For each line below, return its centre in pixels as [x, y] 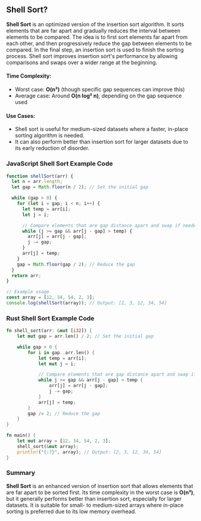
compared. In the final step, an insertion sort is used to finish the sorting [95, 50]
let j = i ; [36, 215]
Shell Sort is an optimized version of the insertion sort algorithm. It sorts [95, 24]
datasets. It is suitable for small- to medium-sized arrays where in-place [95, 505]
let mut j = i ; [57, 364]
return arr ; [27, 275]
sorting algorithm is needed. [50, 135]
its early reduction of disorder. [52, 148]
